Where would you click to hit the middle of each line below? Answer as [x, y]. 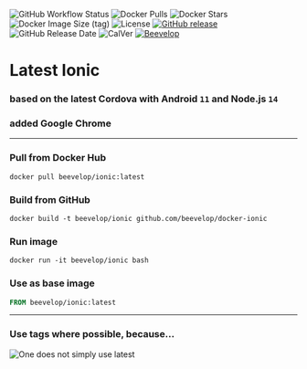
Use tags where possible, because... [92, 334]
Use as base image [52, 283]
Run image [33, 241]
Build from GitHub [50, 199]
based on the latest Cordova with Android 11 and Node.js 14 [144, 99]
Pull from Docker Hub [58, 158]
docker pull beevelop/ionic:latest [77, 177]
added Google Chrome [61, 123]
